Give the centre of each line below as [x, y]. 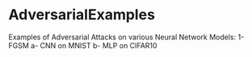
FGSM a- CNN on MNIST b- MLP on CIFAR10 [83, 45]
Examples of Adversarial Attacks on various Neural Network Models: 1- [126, 37]
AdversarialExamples [82, 15]
